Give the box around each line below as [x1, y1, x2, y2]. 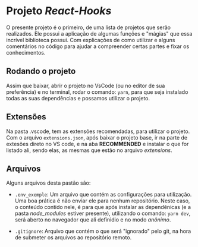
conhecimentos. [6, 49, 46, 56]
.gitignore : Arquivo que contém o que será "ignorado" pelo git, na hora [14, 227, 191, 235]
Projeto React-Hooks [6, 4, 112, 18]
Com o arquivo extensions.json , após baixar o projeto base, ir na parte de [6, 134, 188, 141]
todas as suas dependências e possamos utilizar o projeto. [6, 94, 150, 102]
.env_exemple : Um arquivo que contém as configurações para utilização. [14, 191, 192, 198]
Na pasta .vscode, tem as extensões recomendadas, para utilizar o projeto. [6, 128, 190, 135]
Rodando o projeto [6, 66, 76, 77]
